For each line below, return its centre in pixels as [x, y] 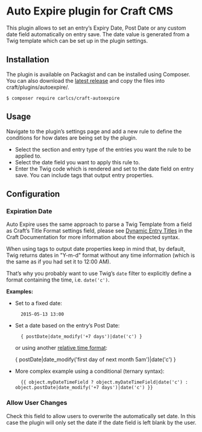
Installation [28, 60]
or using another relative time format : [61, 348]
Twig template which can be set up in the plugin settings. [77, 40]
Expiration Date [29, 211]
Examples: [20, 292]
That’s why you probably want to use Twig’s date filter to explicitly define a [99, 274]
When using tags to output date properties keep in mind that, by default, [96, 249]
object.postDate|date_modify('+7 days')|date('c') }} [84, 388]
